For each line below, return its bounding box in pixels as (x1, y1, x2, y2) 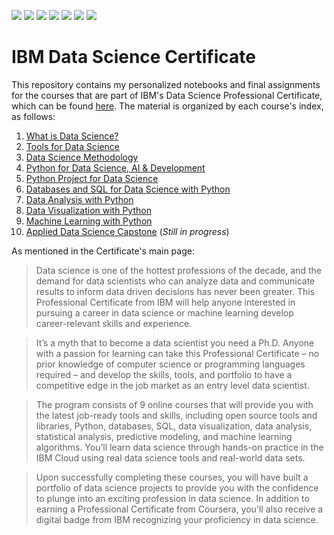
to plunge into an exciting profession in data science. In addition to (35, 492, 310, 504)
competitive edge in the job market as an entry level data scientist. (35, 379, 310, 391)
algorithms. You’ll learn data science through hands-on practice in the (35, 441, 324, 453)
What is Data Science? (25, 130, 119, 142)
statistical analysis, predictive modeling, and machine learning (35, 430, 293, 442)
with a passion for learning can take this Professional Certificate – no (35, 347, 320, 359)
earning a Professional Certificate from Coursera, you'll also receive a (35, 503, 324, 515)
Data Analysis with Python (25, 193, 134, 205)
